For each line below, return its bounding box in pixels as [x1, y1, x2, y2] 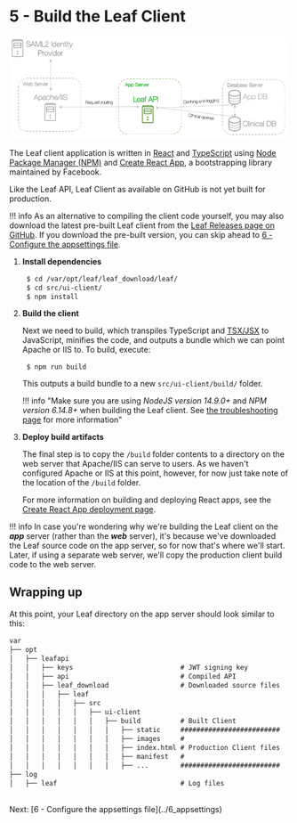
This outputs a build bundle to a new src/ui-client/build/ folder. [21, 378, 263, 388]
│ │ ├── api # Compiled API [9, 672, 237, 680]
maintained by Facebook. [9, 167, 102, 177]
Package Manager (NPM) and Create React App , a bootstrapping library [9, 157, 273, 167]
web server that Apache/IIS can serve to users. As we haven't [21, 458, 249, 469]
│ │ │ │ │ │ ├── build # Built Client [9, 716, 237, 725]
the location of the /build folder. [21, 477, 141, 487]
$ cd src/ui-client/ [26, 283, 102, 292]
